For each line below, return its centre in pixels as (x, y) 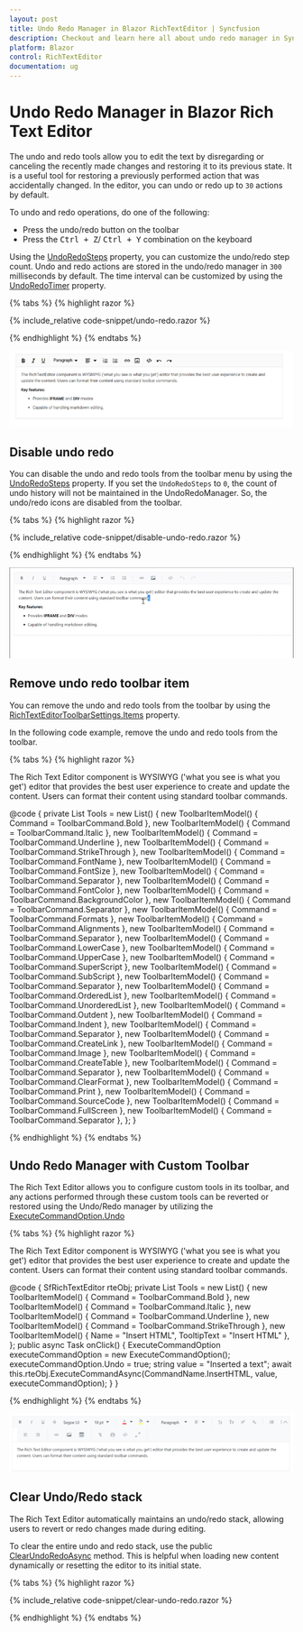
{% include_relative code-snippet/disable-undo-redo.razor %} (125, 537)
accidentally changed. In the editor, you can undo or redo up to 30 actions (146, 185)
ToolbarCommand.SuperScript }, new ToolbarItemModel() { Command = (143, 967)
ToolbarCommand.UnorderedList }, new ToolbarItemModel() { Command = (148, 1004)
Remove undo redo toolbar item (100, 684)
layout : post (34, 19)
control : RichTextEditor (56, 57)
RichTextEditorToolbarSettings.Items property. (95, 715)
